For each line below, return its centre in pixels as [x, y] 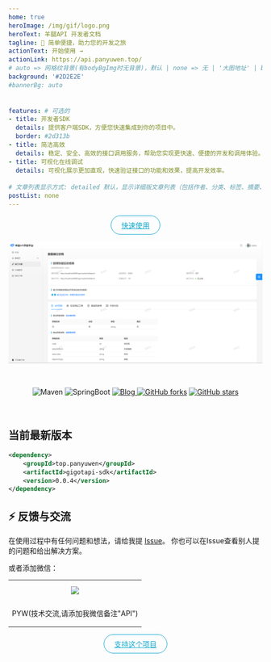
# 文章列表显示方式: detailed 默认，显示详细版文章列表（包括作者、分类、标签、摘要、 [137, 187]
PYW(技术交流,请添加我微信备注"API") [75, 613]
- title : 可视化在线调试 [46, 161]
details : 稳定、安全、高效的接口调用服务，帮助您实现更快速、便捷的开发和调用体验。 [140, 153]
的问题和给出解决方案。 [47, 551]
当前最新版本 [40, 435]
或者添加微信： [33, 568]
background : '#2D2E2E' [46, 77]
